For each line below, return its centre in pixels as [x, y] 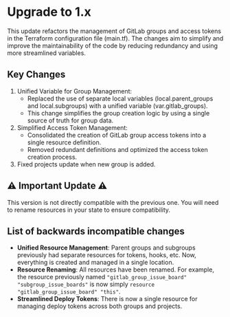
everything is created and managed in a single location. [95, 263]
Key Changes [36, 75]
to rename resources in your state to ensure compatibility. [89, 210]
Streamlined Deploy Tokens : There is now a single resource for [107, 299]
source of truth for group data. [70, 120]
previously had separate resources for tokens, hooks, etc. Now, [107, 255]
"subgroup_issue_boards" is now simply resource [86, 284]
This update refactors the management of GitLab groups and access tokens [114, 31]
